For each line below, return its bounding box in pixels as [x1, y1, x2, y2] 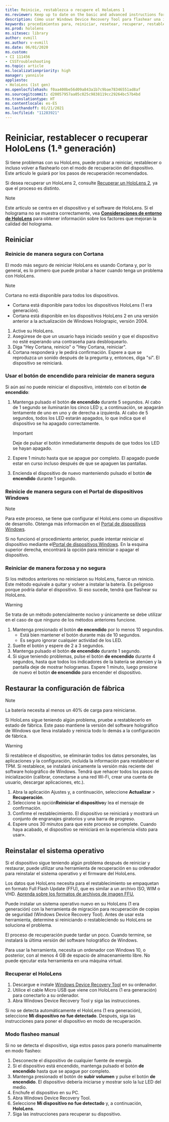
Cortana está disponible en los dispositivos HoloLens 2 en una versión [12, 313, 158, 319]
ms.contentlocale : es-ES [5, 101, 57, 106]
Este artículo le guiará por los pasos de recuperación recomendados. [5, 170, 148, 176]
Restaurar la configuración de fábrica [5, 684, 125, 692]
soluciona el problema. [5, 922, 53, 928]
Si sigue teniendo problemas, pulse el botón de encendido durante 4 [12, 653, 155, 660]
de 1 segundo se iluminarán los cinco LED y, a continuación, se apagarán [12, 404, 163, 410]
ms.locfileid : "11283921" [5, 110, 59, 116]
